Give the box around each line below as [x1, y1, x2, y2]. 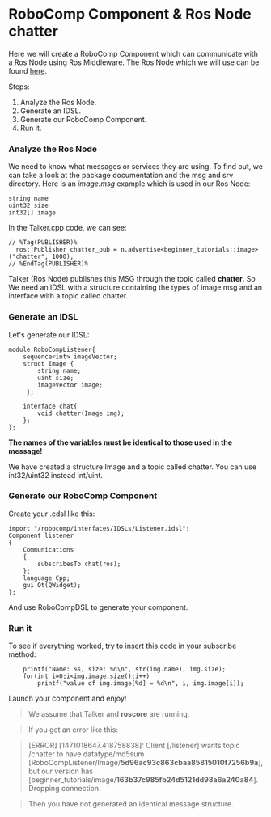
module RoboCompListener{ [8, 345, 95, 353]
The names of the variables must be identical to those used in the [8, 438, 233, 447]
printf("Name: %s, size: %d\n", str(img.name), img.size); [23, 665, 227, 674]
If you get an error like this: [28, 725, 119, 734]
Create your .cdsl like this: [8, 509, 95, 519]
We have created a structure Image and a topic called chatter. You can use [8, 462, 257, 472]
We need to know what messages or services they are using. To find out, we [8, 162, 263, 171]
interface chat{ [23, 402, 78, 410]
